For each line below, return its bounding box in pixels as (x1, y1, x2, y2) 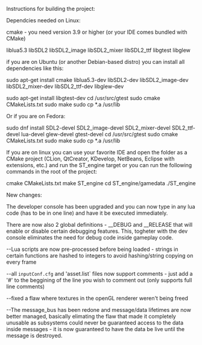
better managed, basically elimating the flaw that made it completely (6, 313, 176, 320)
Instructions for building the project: (6, 5, 95, 12)
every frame (6, 259, 37, 265)
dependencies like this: (6, 65, 64, 72)
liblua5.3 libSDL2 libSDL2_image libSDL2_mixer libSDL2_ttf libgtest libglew (6, 46, 191, 54)
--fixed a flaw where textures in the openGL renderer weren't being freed (6, 295, 189, 302)
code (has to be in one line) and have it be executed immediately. (6, 209, 168, 217)
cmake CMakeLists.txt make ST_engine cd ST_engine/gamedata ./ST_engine (6, 180, 196, 186)
